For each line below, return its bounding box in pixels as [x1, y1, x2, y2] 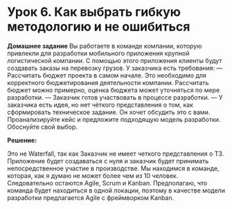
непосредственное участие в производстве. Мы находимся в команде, [7, 164, 220, 172]
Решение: [7, 136, 37, 144]
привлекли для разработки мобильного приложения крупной [7, 49, 190, 57]
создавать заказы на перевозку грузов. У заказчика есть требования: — [7, 64, 223, 72]
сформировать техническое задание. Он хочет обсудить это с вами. [7, 108, 211, 116]
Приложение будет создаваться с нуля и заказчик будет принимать [7, 156, 209, 165]
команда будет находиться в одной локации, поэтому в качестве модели [7, 186, 225, 194]
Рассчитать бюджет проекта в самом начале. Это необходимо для [7, 71, 206, 80]
